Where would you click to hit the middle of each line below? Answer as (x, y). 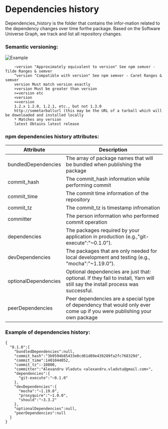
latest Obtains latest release (47, 124)
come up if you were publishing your (108, 311)
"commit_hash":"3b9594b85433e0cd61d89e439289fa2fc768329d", (78, 356)
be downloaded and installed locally (44, 115)
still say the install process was (102, 284)
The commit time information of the (107, 193)
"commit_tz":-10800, (35, 365)
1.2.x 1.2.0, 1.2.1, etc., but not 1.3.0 (58, 106)
